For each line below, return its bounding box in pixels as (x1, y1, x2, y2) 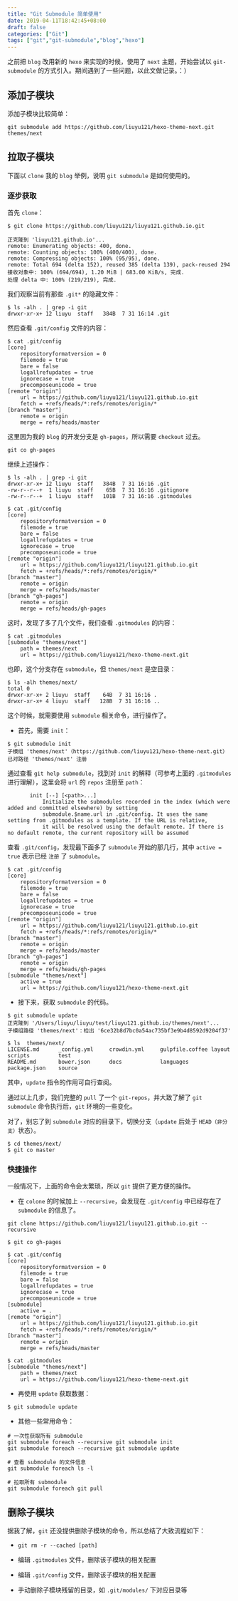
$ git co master (7, 1146, 55, 1154)
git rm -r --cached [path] (17, 1542, 98, 1550)
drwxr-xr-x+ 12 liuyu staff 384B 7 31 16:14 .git (7, 311, 171, 318)
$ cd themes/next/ (7, 1141, 62, 1148)
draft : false (7, 24, 46, 31)
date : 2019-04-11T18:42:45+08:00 (7, 17, 107, 24)
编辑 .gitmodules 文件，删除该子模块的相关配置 (17, 1555, 156, 1564)
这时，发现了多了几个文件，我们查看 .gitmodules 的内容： (7, 618, 177, 627)
